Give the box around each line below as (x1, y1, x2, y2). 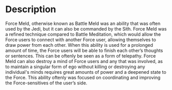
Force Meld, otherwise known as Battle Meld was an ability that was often (5, 20, 161, 26)
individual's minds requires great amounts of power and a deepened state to (5, 69, 166, 75)
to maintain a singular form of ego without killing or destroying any (5, 64, 145, 70)
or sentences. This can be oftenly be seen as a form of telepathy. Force (5, 52, 156, 59)
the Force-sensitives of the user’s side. (5, 80, 88, 86)
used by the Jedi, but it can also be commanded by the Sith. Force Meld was (5, 25, 167, 32)
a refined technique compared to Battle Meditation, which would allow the (5, 31, 161, 37)
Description (5, 4, 56, 15)
